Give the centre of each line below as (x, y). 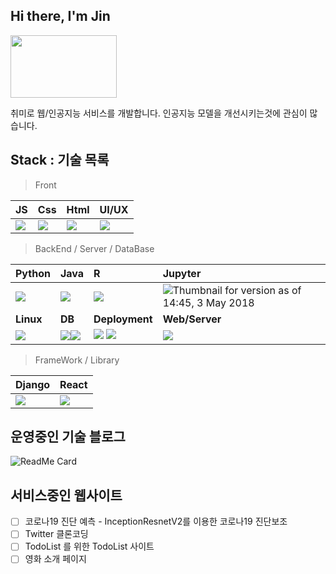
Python (33, 273)
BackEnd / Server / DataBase (94, 248)
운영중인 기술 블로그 (68, 437)
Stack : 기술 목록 (60, 160)
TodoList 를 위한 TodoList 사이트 (89, 546)
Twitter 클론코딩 (56, 534)
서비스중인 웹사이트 (66, 495)
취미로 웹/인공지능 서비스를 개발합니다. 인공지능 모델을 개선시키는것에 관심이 (159, 113)
